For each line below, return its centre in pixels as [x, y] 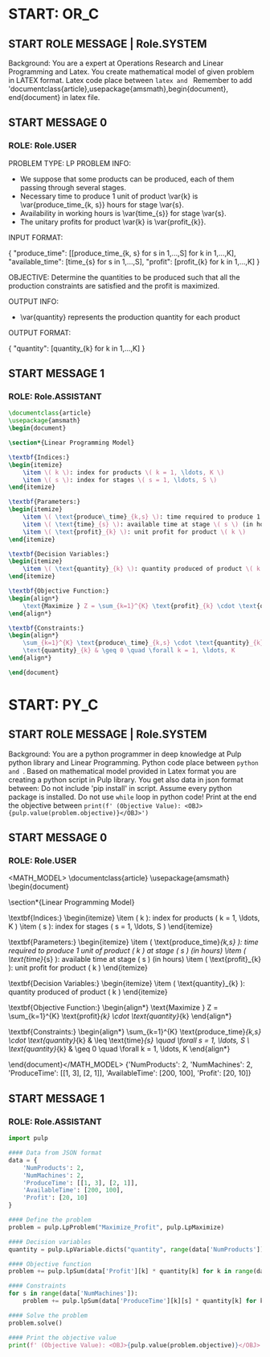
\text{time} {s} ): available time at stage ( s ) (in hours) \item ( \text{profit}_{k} [135, 959]
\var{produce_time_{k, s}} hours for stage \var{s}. [102, 204]
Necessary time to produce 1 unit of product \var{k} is [109, 196]
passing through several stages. [73, 187]
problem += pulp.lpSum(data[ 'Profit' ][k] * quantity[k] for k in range [131, 1272]
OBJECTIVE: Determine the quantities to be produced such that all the [124, 277]
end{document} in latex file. [54, 97]
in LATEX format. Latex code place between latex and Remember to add [131, 80]
